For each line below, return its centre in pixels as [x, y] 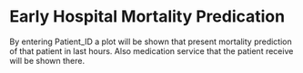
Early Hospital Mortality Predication [147, 17]
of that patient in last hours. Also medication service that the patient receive [151, 50]
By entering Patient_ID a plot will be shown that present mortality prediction [151, 41]
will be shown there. [47, 60]
